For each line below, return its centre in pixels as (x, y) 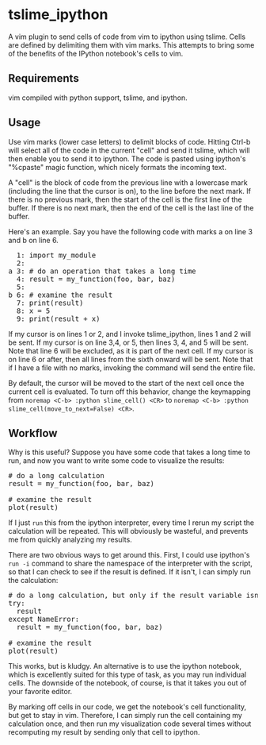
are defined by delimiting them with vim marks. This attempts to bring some (131, 44)
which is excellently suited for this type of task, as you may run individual (127, 675)
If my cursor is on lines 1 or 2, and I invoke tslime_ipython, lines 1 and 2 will (130, 334)
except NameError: (44, 620)
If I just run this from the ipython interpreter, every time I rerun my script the (131, 523)
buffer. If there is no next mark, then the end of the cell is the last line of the (131, 207)
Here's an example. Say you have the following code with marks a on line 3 (131, 231)
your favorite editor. (40, 692)
